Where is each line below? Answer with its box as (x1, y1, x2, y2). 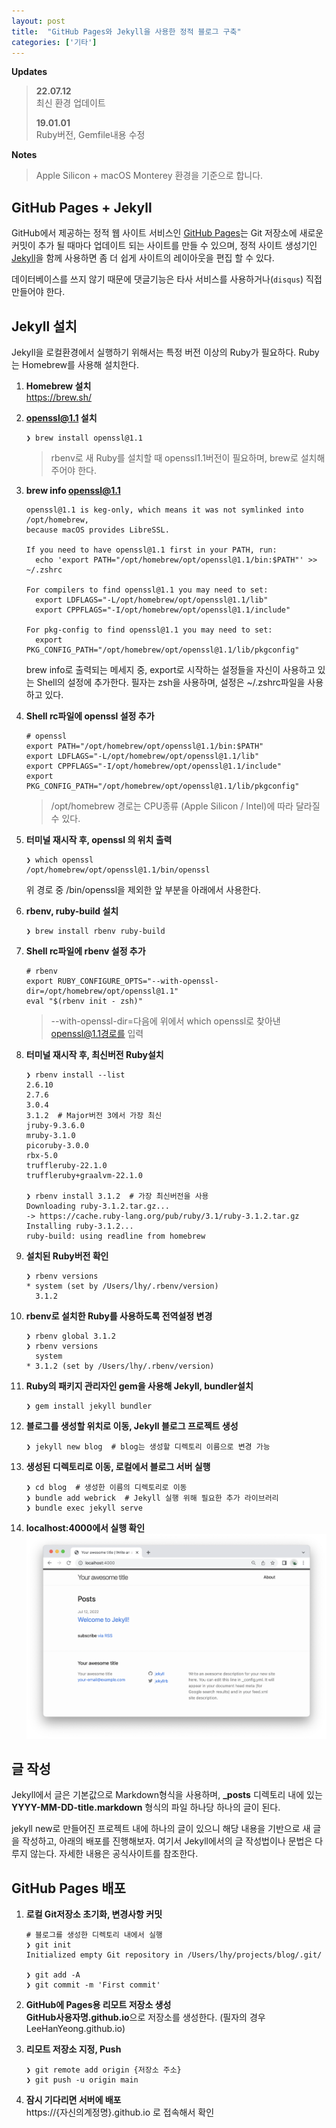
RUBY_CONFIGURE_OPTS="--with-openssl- (57, 976, 219, 986)
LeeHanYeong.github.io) (25, 2023, 126, 2035)
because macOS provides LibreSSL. (25, 525, 170, 535)
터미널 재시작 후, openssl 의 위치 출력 (25, 834, 173, 845)
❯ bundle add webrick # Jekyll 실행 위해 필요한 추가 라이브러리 (25, 1493, 279, 1503)
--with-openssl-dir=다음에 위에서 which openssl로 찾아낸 (50, 1015, 281, 1027)
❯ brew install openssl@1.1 (25, 433, 143, 443)
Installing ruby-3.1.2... (25, 1221, 134, 1231)
